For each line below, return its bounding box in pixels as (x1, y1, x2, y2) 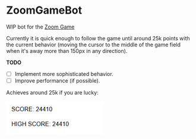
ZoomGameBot (6, 4, 82, 17)
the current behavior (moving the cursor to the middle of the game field (6, 41, 181, 48)
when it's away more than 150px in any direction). (6, 47, 128, 54)
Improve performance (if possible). (14, 77, 100, 84)
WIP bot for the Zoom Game (6, 23, 75, 30)
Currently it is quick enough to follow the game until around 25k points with (6, 34, 190, 42)
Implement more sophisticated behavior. (14, 70, 114, 77)
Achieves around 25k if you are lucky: (6, 89, 99, 96)
